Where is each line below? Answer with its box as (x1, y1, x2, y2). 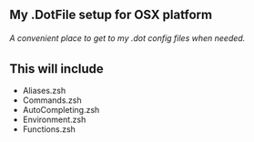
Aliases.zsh (22, 86, 66, 96)
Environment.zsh (22, 114, 86, 126)
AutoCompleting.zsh (22, 105, 100, 116)
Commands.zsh (22, 95, 82, 106)
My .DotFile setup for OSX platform (9, 7, 212, 23)
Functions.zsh (22, 124, 76, 135)
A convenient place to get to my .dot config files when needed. (9, 32, 246, 44)
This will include (9, 61, 105, 76)
